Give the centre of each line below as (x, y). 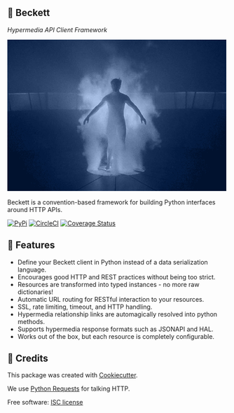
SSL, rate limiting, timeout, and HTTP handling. (85, 307)
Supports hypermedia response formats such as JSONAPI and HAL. (115, 329)
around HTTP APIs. (35, 209)
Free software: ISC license (45, 402)
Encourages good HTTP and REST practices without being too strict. (116, 276)
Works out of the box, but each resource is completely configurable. (116, 336)
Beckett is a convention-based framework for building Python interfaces (111, 202)
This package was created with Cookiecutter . (73, 375)
